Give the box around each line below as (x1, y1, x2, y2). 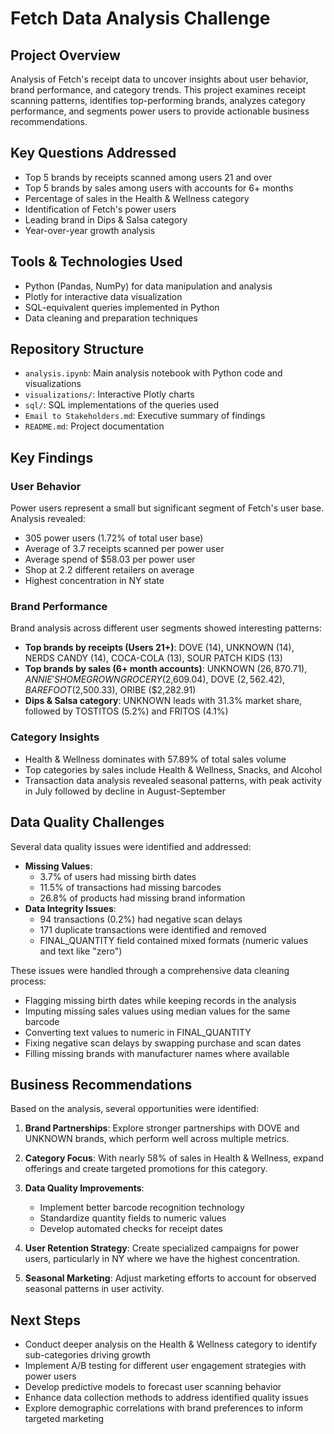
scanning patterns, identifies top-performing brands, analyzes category (10, 95, 306, 106)
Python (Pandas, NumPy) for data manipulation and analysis (24, 280, 273, 292)
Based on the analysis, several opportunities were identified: (10, 1103, 260, 1115)
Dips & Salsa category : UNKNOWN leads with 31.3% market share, (24, 695, 303, 707)
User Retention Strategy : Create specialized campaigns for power (24, 1242, 300, 1254)
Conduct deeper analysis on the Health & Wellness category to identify (24, 1338, 318, 1351)
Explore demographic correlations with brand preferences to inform (24, 1402, 304, 1414)
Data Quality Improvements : (24, 1182, 145, 1194)
